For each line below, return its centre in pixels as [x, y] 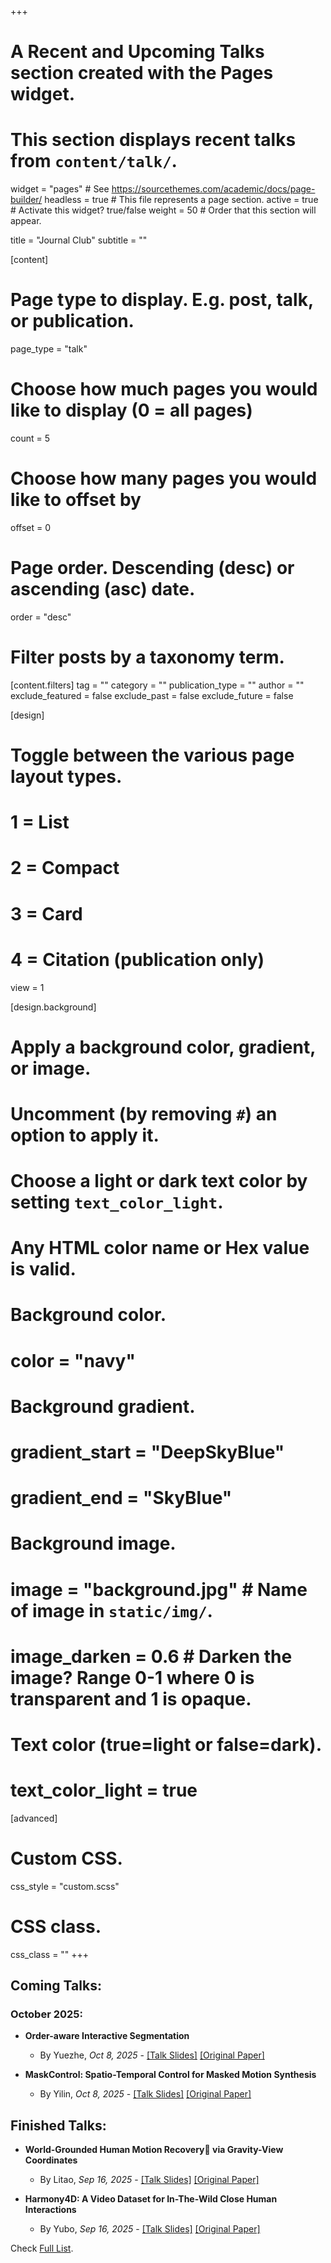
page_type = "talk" [49, 349]
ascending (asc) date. [103, 589]
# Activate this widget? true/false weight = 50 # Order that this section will [163, 210]
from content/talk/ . [94, 161]
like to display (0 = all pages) [131, 410]
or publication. [72, 321]
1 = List [40, 822]
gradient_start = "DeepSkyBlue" [147, 1452]
